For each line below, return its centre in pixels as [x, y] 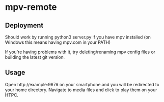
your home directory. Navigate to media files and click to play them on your [81, 90]
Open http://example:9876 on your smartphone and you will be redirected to [82, 84]
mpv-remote [31, 7]
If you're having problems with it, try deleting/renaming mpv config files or [80, 52]
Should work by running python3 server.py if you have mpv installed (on [78, 37]
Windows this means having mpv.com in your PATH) [58, 42]
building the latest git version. [35, 57]
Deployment [24, 25]
